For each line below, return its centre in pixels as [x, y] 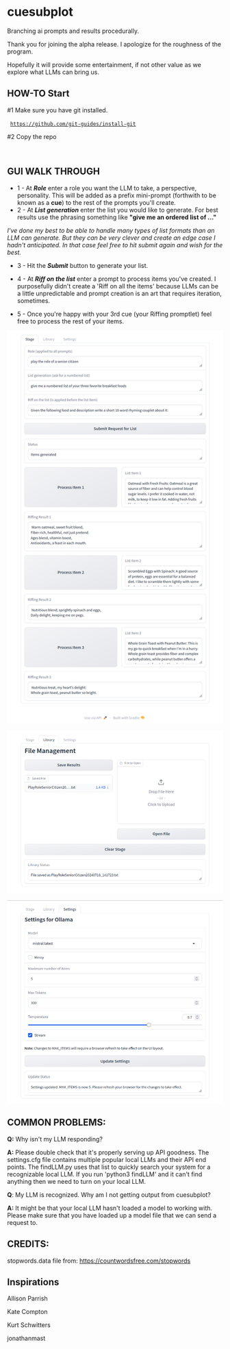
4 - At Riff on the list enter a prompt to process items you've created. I [116, 279]
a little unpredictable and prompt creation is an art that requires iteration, [119, 293]
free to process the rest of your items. [71, 321]
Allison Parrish [27, 1298]
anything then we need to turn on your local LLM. [76, 1181]
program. [20, 51]
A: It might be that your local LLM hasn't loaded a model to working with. [110, 1208]
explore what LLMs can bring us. [53, 72]
